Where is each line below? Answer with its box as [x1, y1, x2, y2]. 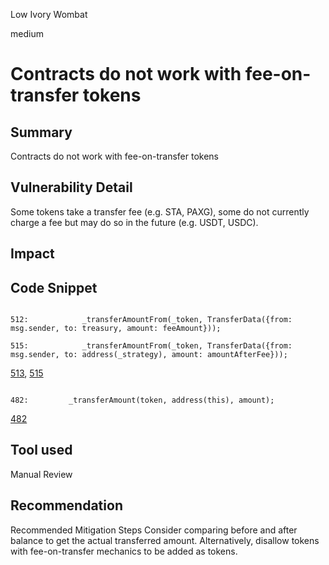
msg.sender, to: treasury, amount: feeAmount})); [10, 324, 222, 334]
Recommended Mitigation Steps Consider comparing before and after [10, 524, 298, 536]
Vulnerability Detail [10, 179, 133, 196]
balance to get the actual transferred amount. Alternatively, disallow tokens [10, 534, 320, 546]
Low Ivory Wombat [10, 9, 88, 20]
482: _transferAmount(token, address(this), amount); [10, 395, 275, 406]
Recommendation [10, 497, 123, 514]
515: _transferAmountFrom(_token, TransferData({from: [10, 341, 293, 351]
